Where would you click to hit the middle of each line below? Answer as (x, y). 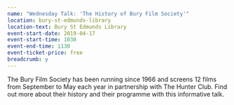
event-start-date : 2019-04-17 (51, 33)
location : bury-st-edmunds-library (59, 20)
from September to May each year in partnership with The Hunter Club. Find (117, 86)
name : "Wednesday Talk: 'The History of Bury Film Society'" (98, 14)
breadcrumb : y (28, 59)
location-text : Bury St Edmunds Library (67, 27)
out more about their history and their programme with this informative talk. (116, 94)
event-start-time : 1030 (42, 40)
